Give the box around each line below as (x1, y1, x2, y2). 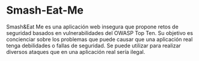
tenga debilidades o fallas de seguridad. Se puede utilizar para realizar (6, 42, 182, 49)
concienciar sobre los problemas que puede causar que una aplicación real (6, 36, 193, 43)
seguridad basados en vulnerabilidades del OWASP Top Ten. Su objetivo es (6, 29, 194, 36)
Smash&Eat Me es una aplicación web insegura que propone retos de (6, 23, 179, 30)
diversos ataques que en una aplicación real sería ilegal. (6, 48, 145, 55)
